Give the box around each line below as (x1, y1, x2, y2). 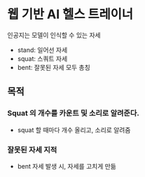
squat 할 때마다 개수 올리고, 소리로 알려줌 (17, 125, 131, 134)
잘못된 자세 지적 (7, 145, 57, 155)
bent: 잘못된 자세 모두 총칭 (17, 63, 91, 71)
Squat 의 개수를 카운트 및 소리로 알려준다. (7, 108, 140, 118)
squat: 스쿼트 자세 (17, 54, 68, 63)
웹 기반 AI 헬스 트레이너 (7, 6, 134, 22)
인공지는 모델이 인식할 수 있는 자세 (7, 31, 101, 39)
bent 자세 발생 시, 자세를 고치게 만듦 (17, 162, 117, 170)
